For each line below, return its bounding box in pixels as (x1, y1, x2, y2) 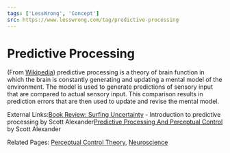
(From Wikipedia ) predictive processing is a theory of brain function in (7, 68, 205, 76)
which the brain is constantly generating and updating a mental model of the (7, 76, 222, 84)
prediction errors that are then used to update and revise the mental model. (7, 97, 220, 106)
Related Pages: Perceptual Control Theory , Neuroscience (7, 138, 168, 147)
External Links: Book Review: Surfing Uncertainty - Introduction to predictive (7, 111, 221, 119)
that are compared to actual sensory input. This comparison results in (7, 90, 203, 98)
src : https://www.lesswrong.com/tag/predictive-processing (7, 16, 179, 23)
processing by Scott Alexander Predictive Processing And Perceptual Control (7, 117, 223, 126)
